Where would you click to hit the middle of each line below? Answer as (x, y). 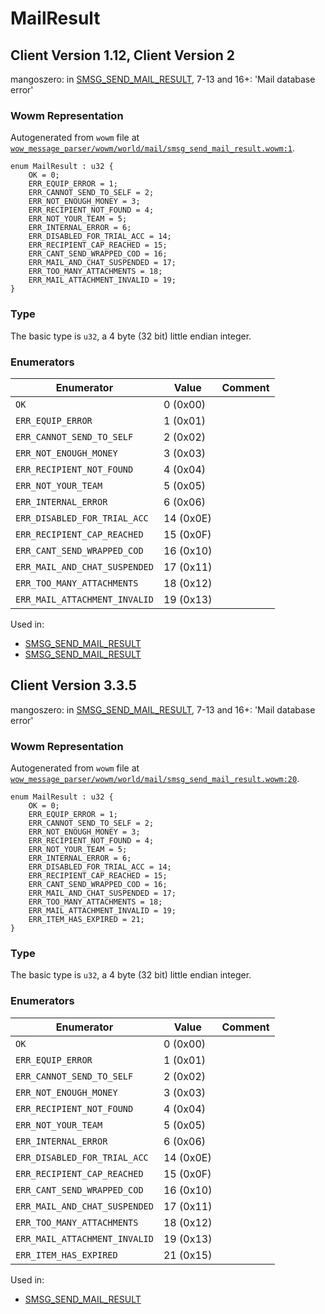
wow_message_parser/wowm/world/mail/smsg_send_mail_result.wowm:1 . (153, 148)
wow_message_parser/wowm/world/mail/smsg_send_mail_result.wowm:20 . (155, 778)
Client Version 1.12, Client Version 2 (123, 55)
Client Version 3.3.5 (73, 685)
